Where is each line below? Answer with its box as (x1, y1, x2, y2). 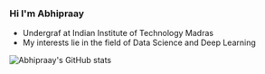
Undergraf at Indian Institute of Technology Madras (22, 28, 214, 39)
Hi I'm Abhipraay (9, 7, 84, 20)
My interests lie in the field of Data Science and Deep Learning (22, 37, 256, 48)
